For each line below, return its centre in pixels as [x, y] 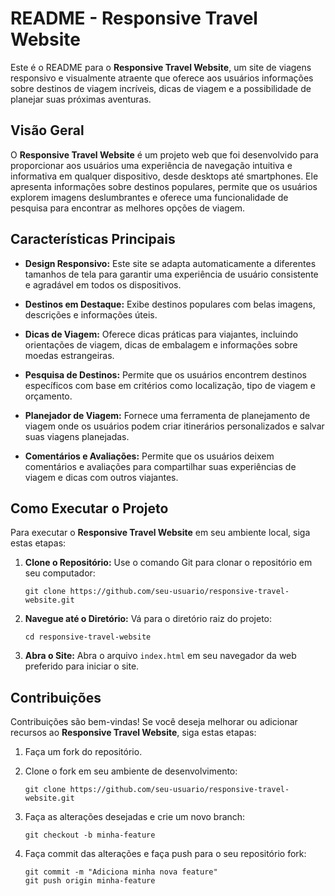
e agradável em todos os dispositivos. [103, 284]
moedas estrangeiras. [69, 355]
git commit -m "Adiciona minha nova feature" [121, 872]
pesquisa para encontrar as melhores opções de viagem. [128, 208]
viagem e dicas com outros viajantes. [101, 477]
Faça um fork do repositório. [83, 752]
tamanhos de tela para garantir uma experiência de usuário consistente [171, 274]
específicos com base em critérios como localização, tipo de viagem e [170, 385]
